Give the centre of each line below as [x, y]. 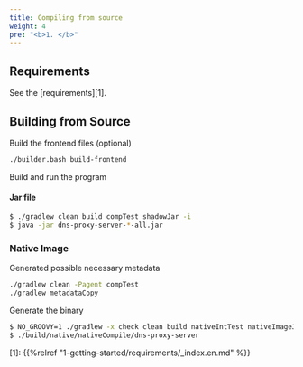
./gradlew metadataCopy [54, 293]
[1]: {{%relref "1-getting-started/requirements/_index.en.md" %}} [130, 353]
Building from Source [70, 122]
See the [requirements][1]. [58, 93]
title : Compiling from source [66, 18]
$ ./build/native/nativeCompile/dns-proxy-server [105, 335]
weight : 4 [28, 26]
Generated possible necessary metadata [85, 268]
